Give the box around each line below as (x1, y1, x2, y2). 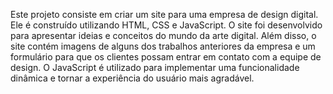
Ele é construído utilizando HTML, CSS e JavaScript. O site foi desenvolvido (10, 19, 323, 31)
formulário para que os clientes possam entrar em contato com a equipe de (10, 51, 322, 63)
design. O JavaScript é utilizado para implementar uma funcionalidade (10, 62, 300, 73)
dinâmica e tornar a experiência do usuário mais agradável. (10, 72, 255, 84)
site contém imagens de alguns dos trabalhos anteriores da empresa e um (10, 40, 316, 52)
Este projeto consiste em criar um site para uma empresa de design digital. (10, 9, 319, 20)
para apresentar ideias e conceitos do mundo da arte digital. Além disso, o (10, 30, 317, 41)
